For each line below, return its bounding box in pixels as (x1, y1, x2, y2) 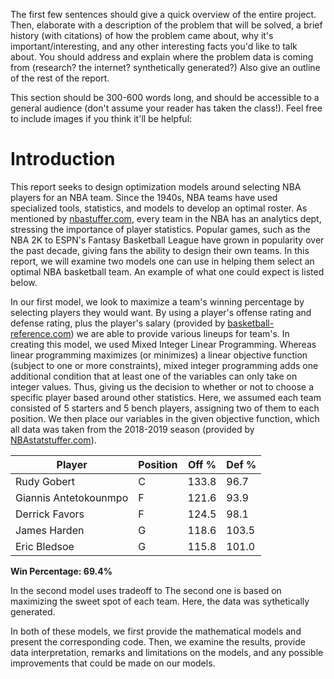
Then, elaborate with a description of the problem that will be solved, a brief (10, 19, 323, 31)
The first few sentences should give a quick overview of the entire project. (10, 9, 317, 20)
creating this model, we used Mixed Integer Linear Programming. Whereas (10, 338, 317, 350)
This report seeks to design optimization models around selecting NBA (10, 180, 302, 193)
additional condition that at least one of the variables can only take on (10, 370, 298, 382)
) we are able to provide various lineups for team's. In (70, 327, 290, 339)
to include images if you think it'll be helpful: (10, 113, 193, 124)
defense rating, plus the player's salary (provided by (10, 317, 226, 329)
